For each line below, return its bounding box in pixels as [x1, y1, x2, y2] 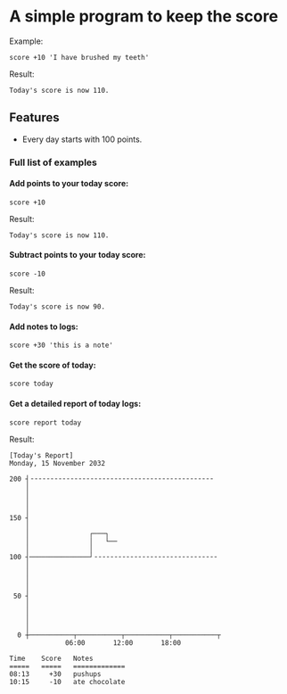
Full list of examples [9, 156, 98, 169]
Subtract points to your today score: [9, 250, 146, 260]
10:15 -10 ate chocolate [9, 677, 126, 686]
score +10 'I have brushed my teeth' [9, 53, 150, 62]
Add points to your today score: [9, 178, 129, 189]
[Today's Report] [9, 450, 74, 460]
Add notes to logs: [9, 321, 78, 332]
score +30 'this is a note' [9, 341, 114, 350]
